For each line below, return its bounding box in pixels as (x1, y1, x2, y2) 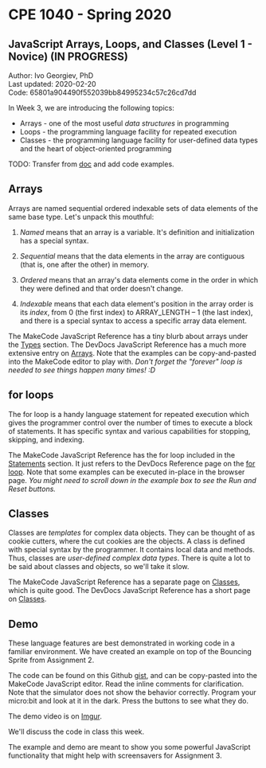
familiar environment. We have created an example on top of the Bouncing (8, 647, 252, 657)
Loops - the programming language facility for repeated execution (19, 127, 237, 136)
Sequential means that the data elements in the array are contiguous (19, 251, 245, 260)
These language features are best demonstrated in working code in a (8, 638, 235, 648)
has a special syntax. (19, 236, 89, 245)
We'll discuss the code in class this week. (8, 727, 145, 737)
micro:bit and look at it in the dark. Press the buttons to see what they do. (8, 696, 249, 706)
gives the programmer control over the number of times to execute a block (8, 418, 253, 427)
